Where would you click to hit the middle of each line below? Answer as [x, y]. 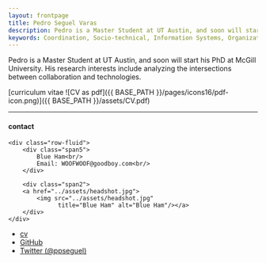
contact [21, 126]
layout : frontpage [38, 15]
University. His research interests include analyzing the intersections [120, 69]
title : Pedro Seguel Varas [53, 23]
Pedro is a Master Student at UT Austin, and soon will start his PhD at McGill [132, 60]
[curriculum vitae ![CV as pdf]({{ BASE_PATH [81, 93]
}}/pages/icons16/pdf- [192, 93]
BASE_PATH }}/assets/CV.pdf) [101, 101]
